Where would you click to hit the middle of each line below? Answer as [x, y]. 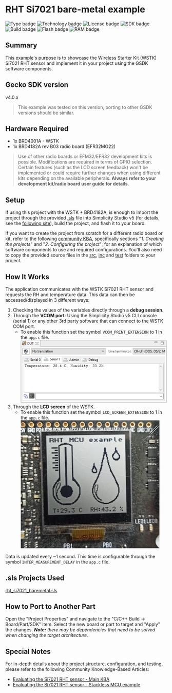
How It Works [27, 277]
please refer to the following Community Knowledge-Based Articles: [77, 669]
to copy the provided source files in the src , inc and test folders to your [80, 255]
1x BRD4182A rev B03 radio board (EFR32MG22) [64, 147]
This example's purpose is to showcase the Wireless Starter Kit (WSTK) [81, 58]
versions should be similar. [46, 113]
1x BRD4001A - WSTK [36, 141]
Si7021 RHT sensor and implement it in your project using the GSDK [77, 63]
